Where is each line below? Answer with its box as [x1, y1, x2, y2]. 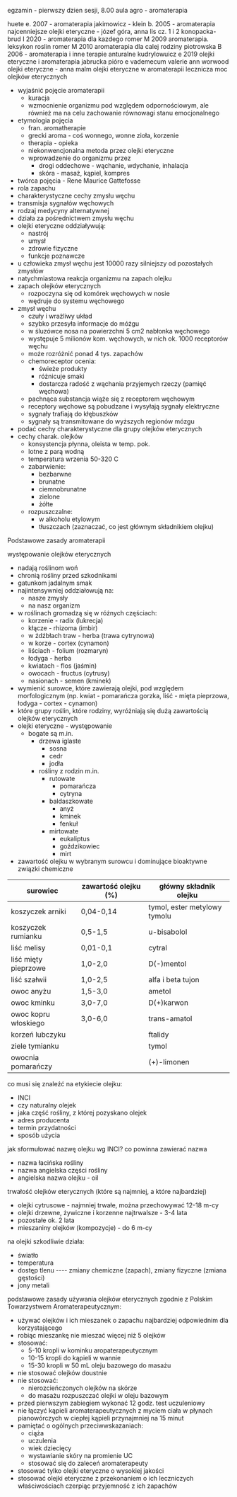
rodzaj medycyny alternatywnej [17, 207, 109, 215]
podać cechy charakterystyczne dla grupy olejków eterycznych [17, 425, 202, 433]
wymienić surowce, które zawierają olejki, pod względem [17, 684, 184, 693]
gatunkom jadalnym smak [17, 579, 92, 587]
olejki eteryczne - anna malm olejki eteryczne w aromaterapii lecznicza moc [7, 65, 228, 73]
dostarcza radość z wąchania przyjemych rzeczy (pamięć [38, 380, 207, 388]
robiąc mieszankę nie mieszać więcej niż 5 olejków [17, 1331, 166, 1339]
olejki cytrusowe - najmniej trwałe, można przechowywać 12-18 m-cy [17, 1201, 219, 1209]
